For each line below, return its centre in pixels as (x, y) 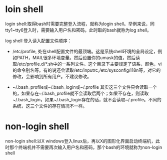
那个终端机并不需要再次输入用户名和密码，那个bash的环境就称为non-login (86, 147)
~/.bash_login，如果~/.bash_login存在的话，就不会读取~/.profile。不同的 (87, 99)
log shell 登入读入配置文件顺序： (38, 41)
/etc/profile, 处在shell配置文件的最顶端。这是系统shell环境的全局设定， (85, 51)
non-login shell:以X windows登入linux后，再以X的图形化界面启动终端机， (80, 141)
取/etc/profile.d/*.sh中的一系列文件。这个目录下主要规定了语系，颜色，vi (87, 64)
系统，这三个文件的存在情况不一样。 (50, 106)
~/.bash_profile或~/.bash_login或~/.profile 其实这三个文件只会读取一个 (85, 87)
